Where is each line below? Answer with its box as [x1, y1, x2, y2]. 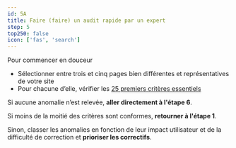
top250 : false [7, 30, 49, 37]
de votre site [17, 77, 54, 85]
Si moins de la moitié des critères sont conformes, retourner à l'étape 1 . [7, 112, 217, 121]
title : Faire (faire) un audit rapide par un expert [7, 17, 166, 24]
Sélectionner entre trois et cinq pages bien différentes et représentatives [17, 70, 230, 78]
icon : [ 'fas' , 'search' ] [7, 37, 81, 44]
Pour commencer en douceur [7, 56, 93, 64]
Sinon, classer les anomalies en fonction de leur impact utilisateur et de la [7, 125, 222, 134]
